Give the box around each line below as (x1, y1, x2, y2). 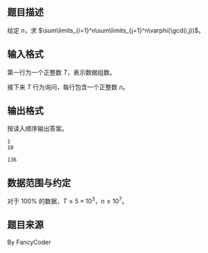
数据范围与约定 (7, 177, 71, 189)
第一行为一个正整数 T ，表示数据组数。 (7, 68, 116, 76)
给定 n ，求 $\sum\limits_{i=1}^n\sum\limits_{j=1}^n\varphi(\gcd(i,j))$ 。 (7, 26, 205, 35)
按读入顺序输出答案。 (7, 124, 68, 133)
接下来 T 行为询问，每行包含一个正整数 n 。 (7, 82, 129, 91)
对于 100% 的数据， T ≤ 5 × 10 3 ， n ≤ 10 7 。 (7, 196, 128, 205)
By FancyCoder (7, 238, 52, 246)
